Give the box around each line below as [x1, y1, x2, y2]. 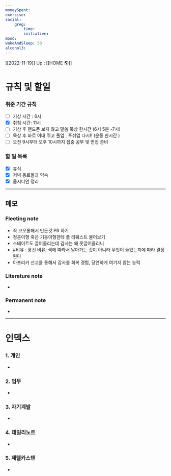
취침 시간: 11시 [12, 120, 41, 126]
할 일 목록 [5, 153, 27, 160]
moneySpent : [5, 7, 31, 13]
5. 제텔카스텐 [5, 455, 36, 462]
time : [23, 27, 36, 32]
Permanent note [5, 297, 46, 304]
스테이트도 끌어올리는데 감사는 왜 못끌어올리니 [12, 240, 104, 246]
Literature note [5, 272, 43, 279]
